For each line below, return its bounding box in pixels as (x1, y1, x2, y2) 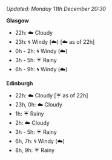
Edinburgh (6, 80, 33, 87)
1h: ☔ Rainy (15, 110, 44, 117)
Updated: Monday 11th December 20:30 (6, 5, 106, 12)
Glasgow (6, 17, 29, 24)
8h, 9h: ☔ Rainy (15, 147, 55, 154)
